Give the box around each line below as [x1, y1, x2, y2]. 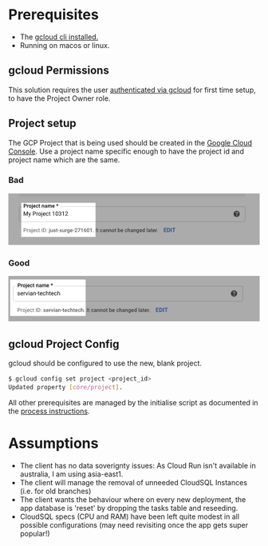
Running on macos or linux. [19, 40, 110, 50]
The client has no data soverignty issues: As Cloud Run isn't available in [19, 460, 257, 470]
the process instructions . [8, 406, 90, 416]
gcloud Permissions [8, 64, 109, 78]
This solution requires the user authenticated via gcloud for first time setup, [8, 85, 257, 94]
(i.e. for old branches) [19, 486, 92, 496]
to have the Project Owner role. [8, 94, 111, 103]
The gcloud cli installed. [19, 32, 99, 42]
